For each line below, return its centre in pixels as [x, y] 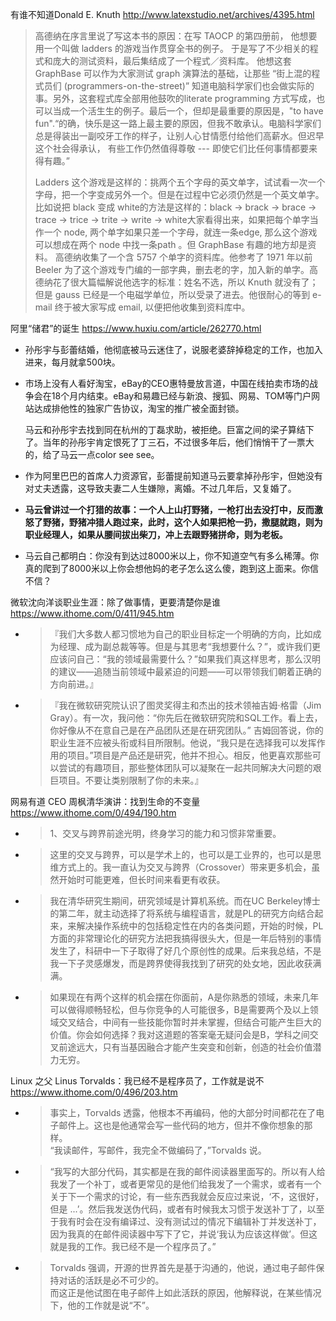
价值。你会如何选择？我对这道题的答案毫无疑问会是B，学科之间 [179, 1034]
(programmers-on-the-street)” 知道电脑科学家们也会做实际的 [189, 86]
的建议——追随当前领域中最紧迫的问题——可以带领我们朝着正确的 [185, 671]
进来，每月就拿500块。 [72, 362]
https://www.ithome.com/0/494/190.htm [93, 812]
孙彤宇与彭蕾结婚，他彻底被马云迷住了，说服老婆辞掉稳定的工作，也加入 [173, 349]
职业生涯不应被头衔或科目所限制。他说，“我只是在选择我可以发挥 [183, 742]
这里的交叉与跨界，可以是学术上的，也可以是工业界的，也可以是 [181, 854]
